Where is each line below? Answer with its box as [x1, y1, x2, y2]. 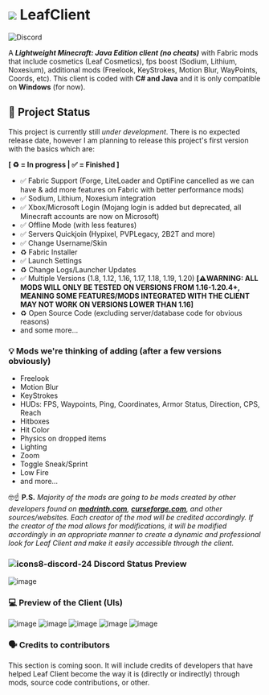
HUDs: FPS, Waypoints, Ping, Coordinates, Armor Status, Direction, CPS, [19, 399, 260, 409]
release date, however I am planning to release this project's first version [8, 135, 249, 145]
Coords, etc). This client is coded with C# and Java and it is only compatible [8, 73, 261, 83]
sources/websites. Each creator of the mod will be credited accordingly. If [8, 513, 254, 523]
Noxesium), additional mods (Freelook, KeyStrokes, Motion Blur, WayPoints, [8, 64, 259, 74]
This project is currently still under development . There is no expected [8, 126, 241, 136]
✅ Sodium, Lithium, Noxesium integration [19, 193, 157, 203]
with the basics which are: [8, 143, 95, 154]
